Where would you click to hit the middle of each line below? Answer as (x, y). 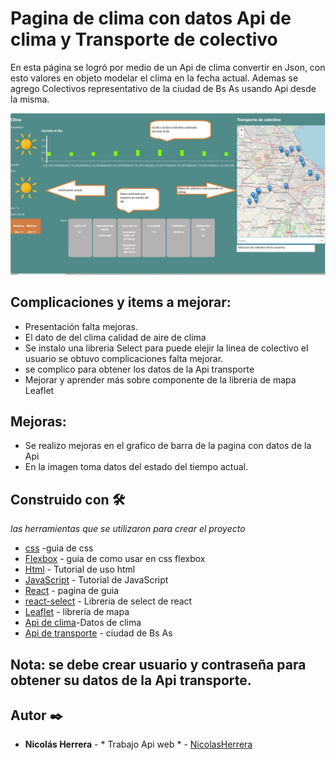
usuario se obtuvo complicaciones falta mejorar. (124, 358)
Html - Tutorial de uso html (80, 569)
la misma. (30, 99)
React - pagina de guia (72, 591)
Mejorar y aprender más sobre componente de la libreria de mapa (160, 379)
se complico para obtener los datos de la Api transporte (139, 369)
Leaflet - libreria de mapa (77, 612)
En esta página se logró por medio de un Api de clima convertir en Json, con (168, 67)
